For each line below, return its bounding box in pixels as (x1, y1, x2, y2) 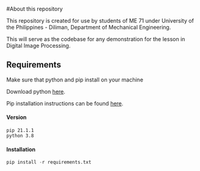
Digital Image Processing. (6, 42, 71, 49)
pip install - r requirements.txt (6, 159, 92, 165)
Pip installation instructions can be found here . (6, 99, 124, 107)
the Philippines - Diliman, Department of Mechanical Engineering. (6, 24, 171, 31)
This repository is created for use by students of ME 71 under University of (6, 17, 194, 24)
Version (6, 113, 27, 121)
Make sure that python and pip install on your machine (6, 76, 144, 83)
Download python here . (6, 88, 65, 95)
